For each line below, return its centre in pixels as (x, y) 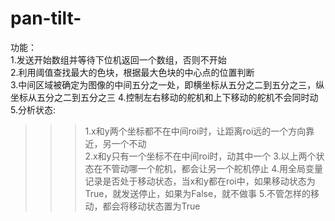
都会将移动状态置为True (151, 206)
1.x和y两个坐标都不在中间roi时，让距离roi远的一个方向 (195, 131)
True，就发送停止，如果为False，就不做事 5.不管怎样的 (197, 193)
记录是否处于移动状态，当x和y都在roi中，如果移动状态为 (200, 181)
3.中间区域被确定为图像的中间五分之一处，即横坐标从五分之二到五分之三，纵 (167, 84)
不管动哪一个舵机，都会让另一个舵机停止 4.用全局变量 (212, 168)
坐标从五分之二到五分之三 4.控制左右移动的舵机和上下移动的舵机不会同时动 (164, 97)
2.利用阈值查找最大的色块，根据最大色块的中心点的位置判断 (132, 72)
